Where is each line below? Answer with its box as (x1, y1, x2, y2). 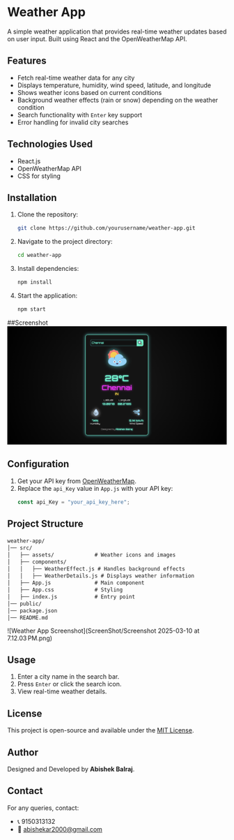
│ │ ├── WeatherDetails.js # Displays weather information (7, 572, 195, 580)
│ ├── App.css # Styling (7, 586, 123, 594)
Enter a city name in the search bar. (17, 672, 120, 681)
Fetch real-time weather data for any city (17, 73, 135, 82)
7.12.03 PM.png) (7, 633, 53, 642)
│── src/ (7, 544, 33, 552)
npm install (17, 279, 52, 286)
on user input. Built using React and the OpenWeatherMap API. (7, 34, 187, 43)
